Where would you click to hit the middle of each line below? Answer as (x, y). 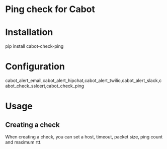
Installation (29, 32)
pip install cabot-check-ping (34, 46)
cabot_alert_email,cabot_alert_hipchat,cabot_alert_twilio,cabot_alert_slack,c (83, 81)
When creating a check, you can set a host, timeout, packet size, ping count (84, 137)
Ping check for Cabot (50, 9)
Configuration (35, 67)
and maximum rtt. (23, 142)
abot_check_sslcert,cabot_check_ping (45, 86)
